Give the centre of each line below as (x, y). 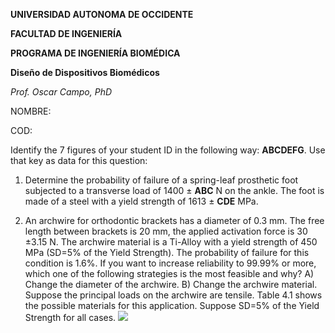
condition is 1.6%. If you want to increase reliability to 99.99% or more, (170, 263)
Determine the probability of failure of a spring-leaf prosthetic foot (161, 180)
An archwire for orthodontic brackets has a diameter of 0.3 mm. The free (174, 220)
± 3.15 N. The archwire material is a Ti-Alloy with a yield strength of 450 (171, 242)
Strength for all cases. (70, 317)
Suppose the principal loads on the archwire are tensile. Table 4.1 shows (173, 295)
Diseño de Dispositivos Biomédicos (85, 72)
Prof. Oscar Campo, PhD (61, 92)
